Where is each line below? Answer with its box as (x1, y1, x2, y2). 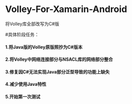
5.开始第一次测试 (5, 93, 41, 99)
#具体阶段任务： (5, 31, 39, 37)
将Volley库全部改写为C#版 (5, 21, 59, 27)
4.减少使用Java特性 (5, 81, 47, 87)
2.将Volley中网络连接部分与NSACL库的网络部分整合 (5, 56, 113, 62)
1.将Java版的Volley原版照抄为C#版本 (5, 44, 83, 50)
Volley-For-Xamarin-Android (5, 4, 127, 15)
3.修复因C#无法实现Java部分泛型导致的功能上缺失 (5, 69, 110, 75)
